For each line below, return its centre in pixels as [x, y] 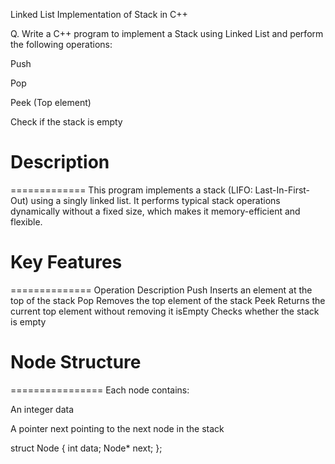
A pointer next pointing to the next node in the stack [117, 428]
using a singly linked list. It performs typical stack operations [155, 200]
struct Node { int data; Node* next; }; [86, 448]
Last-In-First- [282, 190]
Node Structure [76, 362]
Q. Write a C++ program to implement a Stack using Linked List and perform [167, 33]
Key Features [66, 262]
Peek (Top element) [51, 102]
